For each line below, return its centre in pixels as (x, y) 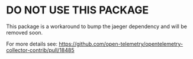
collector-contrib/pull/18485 (41, 50)
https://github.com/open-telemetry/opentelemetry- (121, 44)
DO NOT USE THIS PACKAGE (78, 10)
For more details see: (32, 44)
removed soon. (25, 32)
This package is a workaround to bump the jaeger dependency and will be (97, 26)
